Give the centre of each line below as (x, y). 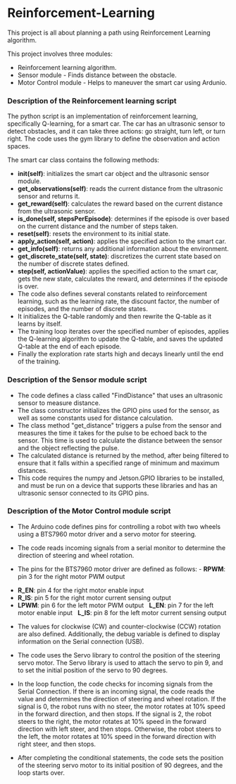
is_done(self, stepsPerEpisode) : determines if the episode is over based (123, 219)
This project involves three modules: (60, 54)
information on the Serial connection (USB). (81, 641)
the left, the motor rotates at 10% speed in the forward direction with (117, 736)
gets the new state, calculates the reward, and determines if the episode (122, 279)
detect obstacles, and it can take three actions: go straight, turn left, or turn (116, 131)
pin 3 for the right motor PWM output (71, 576)
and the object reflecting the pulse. (68, 447)
